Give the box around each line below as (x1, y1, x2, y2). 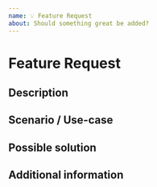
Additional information (8, 168, 124, 182)
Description (8, 86, 68, 100)
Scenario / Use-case (8, 114, 114, 127)
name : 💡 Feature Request (8, 11, 93, 20)
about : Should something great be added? (8, 19, 150, 27)
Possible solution (8, 140, 97, 154)
